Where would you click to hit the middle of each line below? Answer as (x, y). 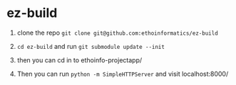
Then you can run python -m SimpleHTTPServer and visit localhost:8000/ (123, 74)
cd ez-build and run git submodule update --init (91, 46)
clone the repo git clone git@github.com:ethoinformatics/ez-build (117, 33)
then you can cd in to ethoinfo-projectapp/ (79, 60)
